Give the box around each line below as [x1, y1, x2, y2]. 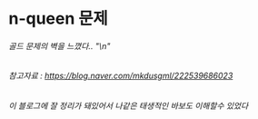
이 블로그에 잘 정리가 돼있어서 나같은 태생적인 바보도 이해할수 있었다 [8, 101, 249, 111]
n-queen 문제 [8, 8, 108, 29]
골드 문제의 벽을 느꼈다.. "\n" [8, 40, 111, 51]
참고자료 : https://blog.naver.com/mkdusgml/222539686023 [8, 70, 233, 82]
